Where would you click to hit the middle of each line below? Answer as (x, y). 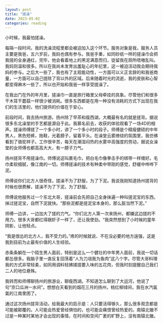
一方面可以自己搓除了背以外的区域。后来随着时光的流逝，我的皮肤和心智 (86, 78)
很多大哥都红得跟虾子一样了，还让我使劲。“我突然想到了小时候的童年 (87, 220)
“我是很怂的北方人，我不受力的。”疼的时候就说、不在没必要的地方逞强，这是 (80, 236)
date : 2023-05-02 (23, 19)
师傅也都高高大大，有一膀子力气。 (52, 148)
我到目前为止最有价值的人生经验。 (39, 242)
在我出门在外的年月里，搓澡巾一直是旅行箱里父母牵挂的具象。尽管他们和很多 (81, 95)
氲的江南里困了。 (22, 293)
